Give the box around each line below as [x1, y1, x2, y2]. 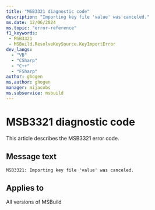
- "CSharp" [11, 57, 38, 63]
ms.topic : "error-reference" [6, 25, 77, 31]
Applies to [6, 183, 44, 193]
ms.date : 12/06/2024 [6, 19, 57, 25]
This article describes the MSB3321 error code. [6, 135, 119, 142]
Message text [6, 152, 57, 161]
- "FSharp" [11, 68, 38, 74]
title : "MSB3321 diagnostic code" [6, 8, 90, 15]
